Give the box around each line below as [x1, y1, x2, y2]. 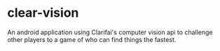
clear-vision [7, 5, 79, 21]
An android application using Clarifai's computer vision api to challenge [7, 28, 213, 36]
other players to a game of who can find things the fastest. [7, 35, 177, 43]
